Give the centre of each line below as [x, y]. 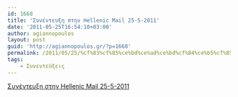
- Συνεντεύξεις [42, 66]
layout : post [27, 40]
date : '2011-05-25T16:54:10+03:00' [60, 27]
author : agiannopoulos [41, 33]
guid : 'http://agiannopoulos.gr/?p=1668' [69, 46]
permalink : [23, 53]
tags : [15, 60]
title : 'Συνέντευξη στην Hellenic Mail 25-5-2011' [84, 20]
